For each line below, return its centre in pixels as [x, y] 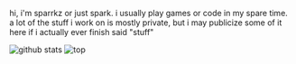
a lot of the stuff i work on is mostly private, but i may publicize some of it [146, 23]
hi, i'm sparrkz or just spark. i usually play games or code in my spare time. [149, 13]
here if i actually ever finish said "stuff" [82, 32]
